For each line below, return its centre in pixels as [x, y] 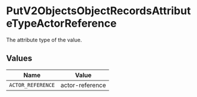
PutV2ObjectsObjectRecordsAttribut [99, 11]
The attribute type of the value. [44, 40]
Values [19, 58]
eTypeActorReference [61, 23]
